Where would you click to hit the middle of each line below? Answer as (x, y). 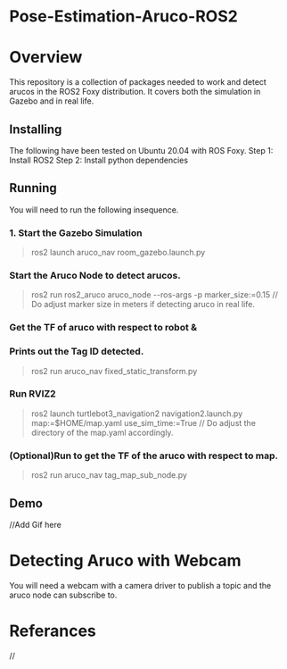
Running (33, 188)
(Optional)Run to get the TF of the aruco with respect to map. (144, 456)
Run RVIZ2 (33, 394)
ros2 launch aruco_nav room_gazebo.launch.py (118, 253)
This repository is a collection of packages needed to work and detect (138, 82)
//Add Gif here (36, 524)
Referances (53, 631)
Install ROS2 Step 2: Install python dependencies (99, 160)
